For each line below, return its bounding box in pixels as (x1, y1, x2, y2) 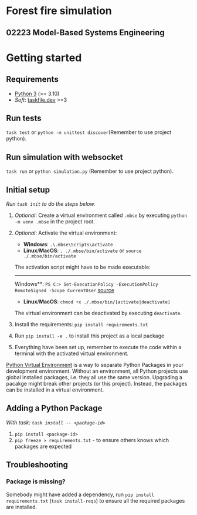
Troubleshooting (6, 460, 69, 470)
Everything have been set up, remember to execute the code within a (14, 344, 182, 351)
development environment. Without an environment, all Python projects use (6, 367, 189, 374)
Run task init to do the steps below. (6, 200, 96, 208)
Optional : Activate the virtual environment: (14, 229, 117, 236)
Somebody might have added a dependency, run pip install (6, 491, 154, 498)
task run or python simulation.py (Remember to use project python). (6, 168, 174, 175)
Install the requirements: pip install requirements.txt (14, 321, 148, 328)
